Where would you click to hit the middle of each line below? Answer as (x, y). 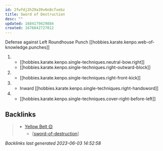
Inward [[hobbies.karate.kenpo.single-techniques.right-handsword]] (89, 88)
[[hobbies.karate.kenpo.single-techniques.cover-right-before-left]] (88, 99)
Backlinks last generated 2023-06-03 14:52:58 (53, 143)
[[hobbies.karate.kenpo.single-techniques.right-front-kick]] (80, 78)
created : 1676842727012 (30, 28)
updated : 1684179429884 (30, 23)
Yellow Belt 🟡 (39, 126)
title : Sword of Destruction (35, 14)
